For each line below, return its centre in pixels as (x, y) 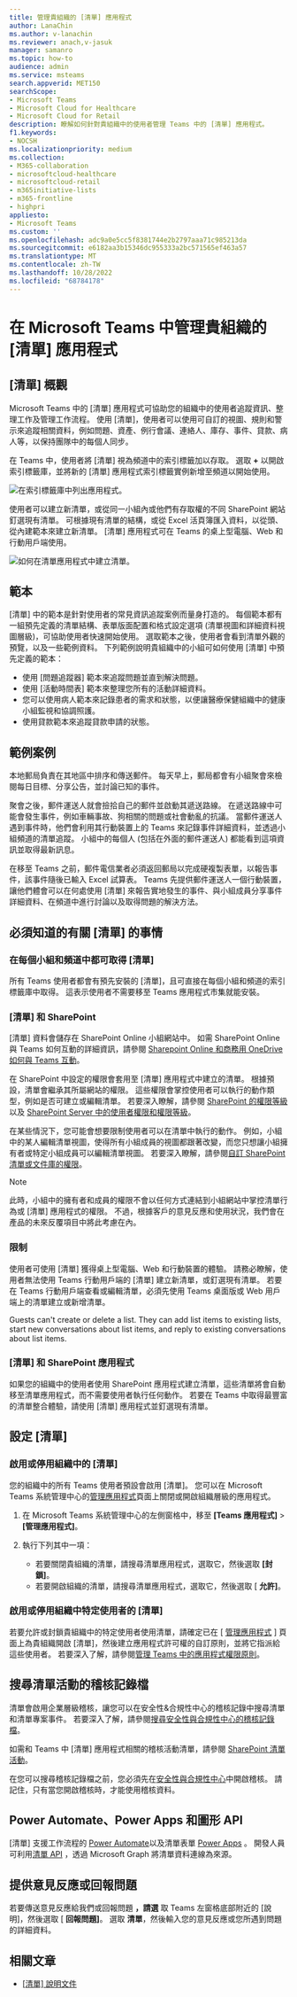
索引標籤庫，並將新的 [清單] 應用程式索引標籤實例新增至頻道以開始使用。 (142, 471)
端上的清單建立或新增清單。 (60, 1302)
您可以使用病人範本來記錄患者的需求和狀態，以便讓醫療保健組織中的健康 (153, 700)
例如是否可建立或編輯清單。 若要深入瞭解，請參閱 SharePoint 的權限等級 (156, 1101)
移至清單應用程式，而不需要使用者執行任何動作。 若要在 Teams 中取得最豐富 (148, 1395)
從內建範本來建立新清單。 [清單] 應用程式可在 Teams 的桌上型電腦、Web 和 (146, 531)
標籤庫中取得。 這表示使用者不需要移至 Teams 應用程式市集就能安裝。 (137, 991)
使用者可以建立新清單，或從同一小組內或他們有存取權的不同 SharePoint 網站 (147, 509)
